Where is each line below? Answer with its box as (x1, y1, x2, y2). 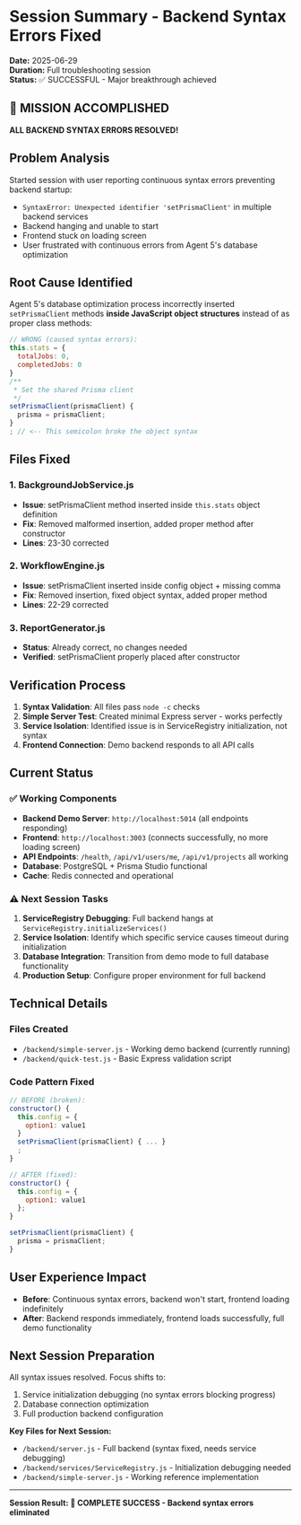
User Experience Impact (9, 1270, 147, 1285)
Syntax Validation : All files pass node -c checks (21, 701, 201, 712)
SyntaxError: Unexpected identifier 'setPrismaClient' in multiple (21, 201, 271, 212)
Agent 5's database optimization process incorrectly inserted (9, 299, 236, 310)
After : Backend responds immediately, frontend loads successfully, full (21, 1312, 285, 1323)
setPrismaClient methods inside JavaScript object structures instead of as (9, 308, 290, 320)
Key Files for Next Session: (9, 1425, 112, 1437)
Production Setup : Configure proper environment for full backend (21, 969, 266, 980)
